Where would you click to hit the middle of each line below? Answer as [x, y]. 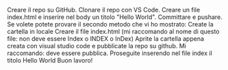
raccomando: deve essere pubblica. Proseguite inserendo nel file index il [110, 53]
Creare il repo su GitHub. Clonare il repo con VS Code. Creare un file [104, 10]
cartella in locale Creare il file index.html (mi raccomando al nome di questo [113, 31]
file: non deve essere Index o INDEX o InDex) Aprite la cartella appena [105, 39]
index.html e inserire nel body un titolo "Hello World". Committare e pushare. [115, 17]
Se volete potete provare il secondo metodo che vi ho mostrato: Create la [110, 24]
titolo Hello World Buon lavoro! [50, 60]
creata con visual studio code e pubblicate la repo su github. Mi [97, 46]
